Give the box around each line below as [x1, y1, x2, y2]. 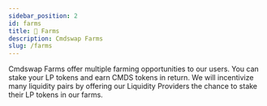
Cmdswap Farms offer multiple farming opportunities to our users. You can [8, 64, 260, 74]
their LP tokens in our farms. [8, 90, 103, 100]
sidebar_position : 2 [8, 11, 79, 20]
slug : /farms [8, 42, 53, 50]
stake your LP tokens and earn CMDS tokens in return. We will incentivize [8, 73, 254, 83]
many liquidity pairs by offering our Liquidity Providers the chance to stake [8, 82, 258, 91]
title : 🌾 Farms [8, 27, 60, 35]
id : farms [8, 19, 42, 28]
